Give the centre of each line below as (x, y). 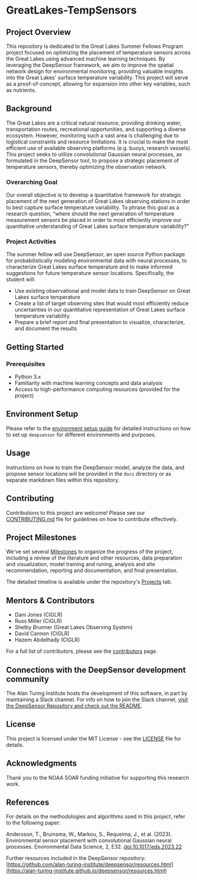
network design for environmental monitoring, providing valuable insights (95, 71)
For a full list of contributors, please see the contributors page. (82, 651)
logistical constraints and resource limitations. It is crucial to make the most (97, 142)
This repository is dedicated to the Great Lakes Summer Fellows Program (95, 46)
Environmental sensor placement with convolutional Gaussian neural (89, 840)
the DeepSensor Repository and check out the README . (74, 705)
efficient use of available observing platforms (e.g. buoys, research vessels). (99, 148)
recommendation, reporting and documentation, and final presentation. (92, 571)
